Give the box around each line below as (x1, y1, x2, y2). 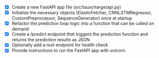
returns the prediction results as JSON (11, 37, 90, 43)
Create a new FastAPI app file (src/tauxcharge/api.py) (11, 4, 121, 10)
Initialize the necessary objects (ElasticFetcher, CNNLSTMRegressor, (11, 10, 152, 16)
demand (11, 26, 29, 32)
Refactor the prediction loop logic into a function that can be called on (11, 21, 155, 27)
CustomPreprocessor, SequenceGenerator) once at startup (11, 15, 132, 21)
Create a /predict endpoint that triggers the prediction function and (11, 31, 148, 37)
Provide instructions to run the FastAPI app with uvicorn (11, 48, 125, 54)
